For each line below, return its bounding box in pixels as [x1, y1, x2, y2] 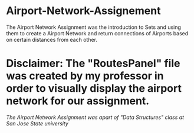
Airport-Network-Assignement [6, 4, 161, 18]
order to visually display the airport [6, 82, 182, 95]
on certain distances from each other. [6, 36, 98, 43]
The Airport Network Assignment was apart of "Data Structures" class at [6, 114, 185, 121]
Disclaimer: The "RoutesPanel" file [6, 57, 180, 70]
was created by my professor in [6, 69, 164, 83]
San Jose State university [6, 119, 69, 127]
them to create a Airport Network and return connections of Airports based [6, 29, 189, 36]
